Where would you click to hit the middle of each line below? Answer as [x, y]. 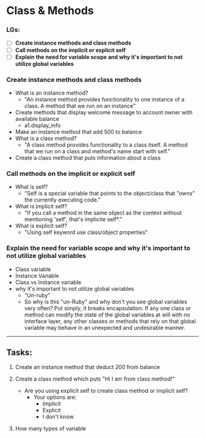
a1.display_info [42, 125]
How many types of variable [51, 429]
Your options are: [55, 397]
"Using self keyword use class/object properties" [86, 232]
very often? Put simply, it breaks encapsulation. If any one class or [107, 308]
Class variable [33, 269]
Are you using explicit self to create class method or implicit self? [106, 391]
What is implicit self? [41, 206]
